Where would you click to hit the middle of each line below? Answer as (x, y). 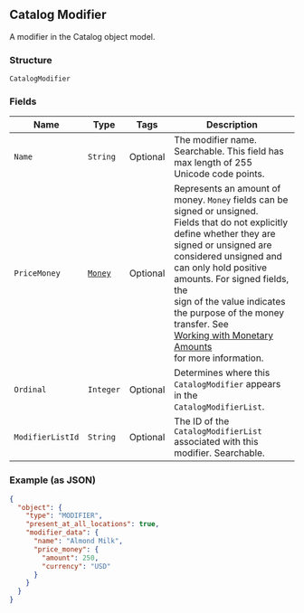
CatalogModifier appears (227, 384)
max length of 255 (213, 163)
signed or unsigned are (223, 245)
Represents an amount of (227, 189)
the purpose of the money (229, 313)
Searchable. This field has (228, 151)
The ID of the (201, 421)
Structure (31, 60)
